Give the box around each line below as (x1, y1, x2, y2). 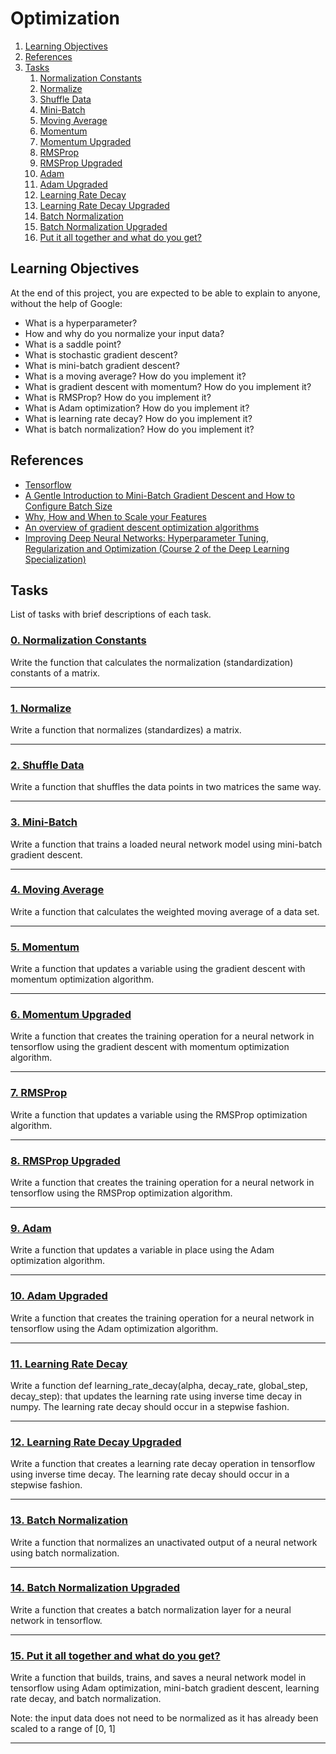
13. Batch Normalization (10, 1513, 129, 1527)
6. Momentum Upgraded (10, 1008, 132, 1022)
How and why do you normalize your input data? (24, 327, 225, 339)
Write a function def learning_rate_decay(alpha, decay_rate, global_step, (10, 1379, 308, 1391)
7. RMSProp (10, 1086, 68, 1100)
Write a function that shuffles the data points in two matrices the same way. (10, 781, 322, 793)
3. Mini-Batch (10, 815, 78, 829)
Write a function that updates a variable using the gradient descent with (10, 963, 306, 975)
